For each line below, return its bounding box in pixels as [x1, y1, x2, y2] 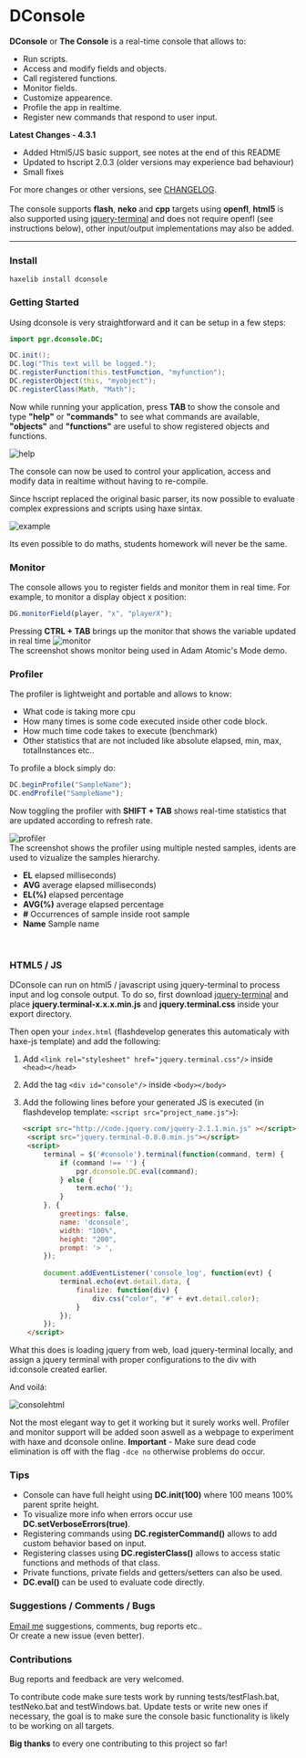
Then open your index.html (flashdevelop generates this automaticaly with [9, 1026, 290, 1037]
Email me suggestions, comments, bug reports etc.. [9, 1620, 203, 1631]
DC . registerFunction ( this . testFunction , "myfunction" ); [9, 368, 226, 377]
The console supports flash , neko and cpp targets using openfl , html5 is [9, 203, 284, 215]
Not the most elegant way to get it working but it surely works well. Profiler [9, 1417, 290, 1428]
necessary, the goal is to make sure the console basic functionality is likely [9, 1711, 290, 1721]
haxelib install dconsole [9, 275, 107, 284]
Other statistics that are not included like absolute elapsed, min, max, [22, 736, 282, 747]
